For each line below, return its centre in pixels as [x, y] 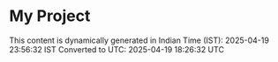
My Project [50, 16]
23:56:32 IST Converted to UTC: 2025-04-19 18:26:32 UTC [117, 49]
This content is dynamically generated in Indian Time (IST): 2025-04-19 [139, 40]
